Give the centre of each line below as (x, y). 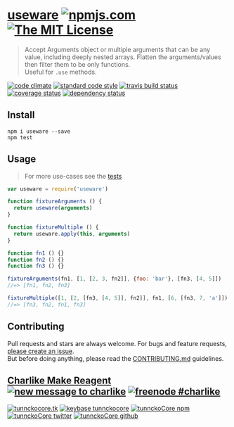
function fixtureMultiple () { (53, 228)
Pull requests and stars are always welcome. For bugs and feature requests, (117, 343)
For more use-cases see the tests (73, 176)
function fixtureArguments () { (54, 202)
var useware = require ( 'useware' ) (58, 189)
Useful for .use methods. (60, 72)
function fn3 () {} (36, 266)
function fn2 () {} (36, 260)
